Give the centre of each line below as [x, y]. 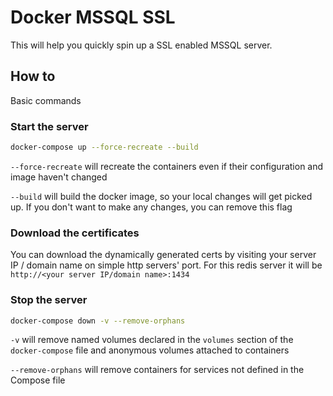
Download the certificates [75, 233]
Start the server [49, 126]
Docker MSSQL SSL [93, 17]
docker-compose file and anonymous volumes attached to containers [150, 350]
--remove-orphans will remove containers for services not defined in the [157, 370]
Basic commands [46, 100]
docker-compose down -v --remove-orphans [98, 321]
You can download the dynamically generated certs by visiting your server [163, 255]
